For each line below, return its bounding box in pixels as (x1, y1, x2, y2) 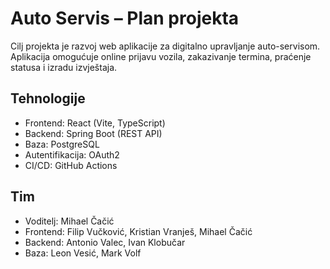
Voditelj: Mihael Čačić (24, 215, 115, 227)
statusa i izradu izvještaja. (10, 61, 118, 73)
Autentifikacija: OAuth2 (24, 148, 120, 161)
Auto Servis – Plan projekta (10, 7, 240, 30)
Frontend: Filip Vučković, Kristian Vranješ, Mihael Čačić (24, 225, 253, 237)
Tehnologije (10, 90, 86, 107)
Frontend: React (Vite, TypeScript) (24, 117, 166, 129)
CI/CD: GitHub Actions (24, 159, 118, 171)
